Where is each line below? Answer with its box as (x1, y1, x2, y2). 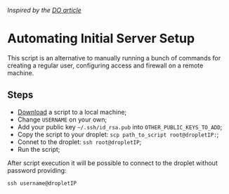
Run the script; (17, 145, 60, 153)
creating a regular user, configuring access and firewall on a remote (7, 61, 204, 70)
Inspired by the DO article (7, 6, 82, 14)
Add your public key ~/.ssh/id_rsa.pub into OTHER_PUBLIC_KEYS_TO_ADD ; (17, 122, 223, 131)
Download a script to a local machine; (17, 108, 127, 116)
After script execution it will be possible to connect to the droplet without (7, 158, 218, 167)
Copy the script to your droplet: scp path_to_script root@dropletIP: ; (17, 130, 219, 138)
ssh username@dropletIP (7, 179, 77, 187)
